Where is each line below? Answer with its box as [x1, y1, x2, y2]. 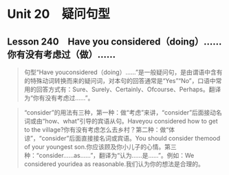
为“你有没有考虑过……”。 [23, 94, 94, 102]
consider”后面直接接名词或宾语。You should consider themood [41, 135, 221, 142]
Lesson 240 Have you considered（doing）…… [7, 36, 222, 47]
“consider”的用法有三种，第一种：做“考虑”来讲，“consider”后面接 [23, 108, 210, 117]
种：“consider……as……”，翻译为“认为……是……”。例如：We [23, 152, 195, 159]
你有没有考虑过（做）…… [7, 49, 116, 60]
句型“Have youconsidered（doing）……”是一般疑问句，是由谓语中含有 [23, 68, 223, 76]
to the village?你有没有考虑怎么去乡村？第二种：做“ [23, 126, 169, 134]
